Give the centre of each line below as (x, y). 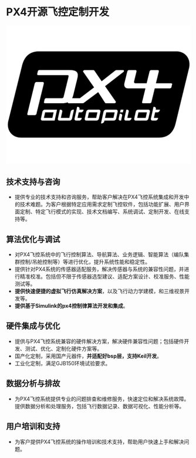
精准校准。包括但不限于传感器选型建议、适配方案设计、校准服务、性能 (104, 277)
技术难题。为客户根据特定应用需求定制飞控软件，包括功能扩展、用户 (102, 204)
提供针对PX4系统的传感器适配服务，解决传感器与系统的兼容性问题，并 (99, 269)
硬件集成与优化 (33, 326)
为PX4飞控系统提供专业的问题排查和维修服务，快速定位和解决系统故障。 (102, 399)
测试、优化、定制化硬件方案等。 (64, 348)
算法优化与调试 (33, 239)
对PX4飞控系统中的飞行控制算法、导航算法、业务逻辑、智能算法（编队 (99, 255)
